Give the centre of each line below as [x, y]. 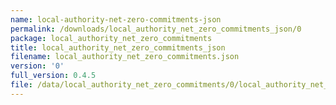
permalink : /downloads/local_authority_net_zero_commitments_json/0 [156, 29]
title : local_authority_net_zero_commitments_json [118, 47]
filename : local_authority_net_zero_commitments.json [125, 57]
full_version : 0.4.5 [53, 76]
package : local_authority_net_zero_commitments [111, 38]
